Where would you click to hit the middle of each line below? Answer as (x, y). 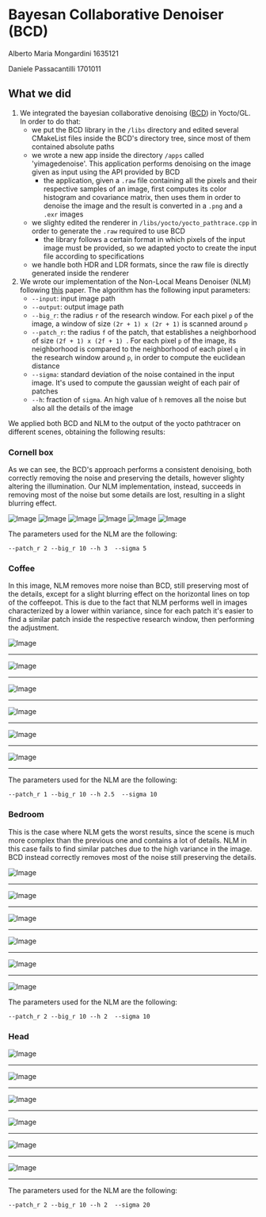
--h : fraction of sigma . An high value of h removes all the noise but (139, 399)
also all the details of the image (82, 408)
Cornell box (31, 452)
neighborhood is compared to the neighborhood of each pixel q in (139, 349)
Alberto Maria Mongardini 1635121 (63, 53)
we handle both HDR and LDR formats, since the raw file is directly (140, 264)
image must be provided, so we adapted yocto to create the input (150, 248)
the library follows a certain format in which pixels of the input (144, 239)
